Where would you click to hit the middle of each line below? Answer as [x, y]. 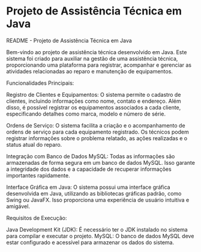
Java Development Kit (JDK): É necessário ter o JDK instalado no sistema [97, 229]
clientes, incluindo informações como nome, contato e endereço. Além [94, 101]
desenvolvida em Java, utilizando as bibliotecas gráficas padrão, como [94, 193]
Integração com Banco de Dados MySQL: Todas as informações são [91, 156]
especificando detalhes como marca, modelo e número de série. [86, 114]
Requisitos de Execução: [37, 218]
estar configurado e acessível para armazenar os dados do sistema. [90, 242]
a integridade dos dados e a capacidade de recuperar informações [89, 169]
